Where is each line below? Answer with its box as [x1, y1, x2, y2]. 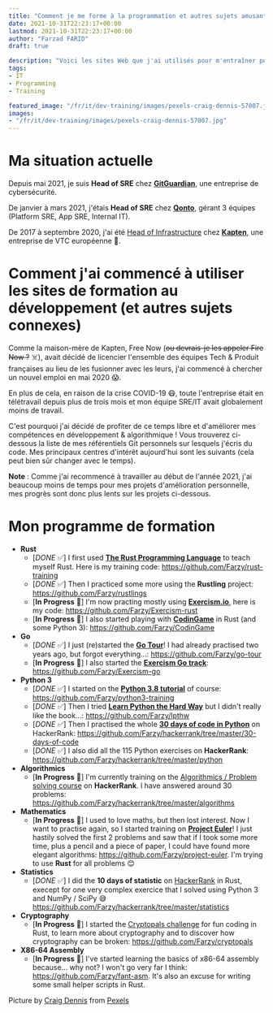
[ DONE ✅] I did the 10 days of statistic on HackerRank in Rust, [32, 875, 242, 885]
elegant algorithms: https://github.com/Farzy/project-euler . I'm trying [32, 850, 263, 859]
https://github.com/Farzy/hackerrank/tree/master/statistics [32, 902, 230, 911]
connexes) [8, 316, 82, 335]
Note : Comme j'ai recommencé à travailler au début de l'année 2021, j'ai [8, 472, 253, 481]
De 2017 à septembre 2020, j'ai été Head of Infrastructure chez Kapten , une [8, 227, 264, 237]
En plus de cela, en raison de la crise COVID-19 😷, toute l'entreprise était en [8, 388, 264, 398]
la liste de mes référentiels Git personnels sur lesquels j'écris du [38, 439, 253, 448]
